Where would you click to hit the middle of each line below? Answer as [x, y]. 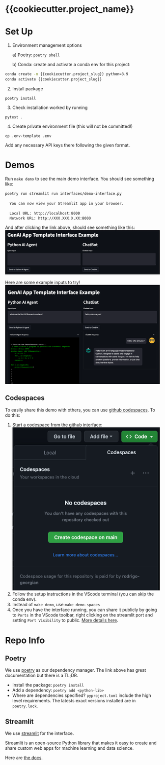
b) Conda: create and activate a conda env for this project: [71, 65]
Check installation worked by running [50, 108]
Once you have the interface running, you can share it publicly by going [84, 610]
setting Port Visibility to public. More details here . [65, 620]
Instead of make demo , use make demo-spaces [56, 605]
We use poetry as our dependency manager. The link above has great [76, 670]
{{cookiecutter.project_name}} [69, 9]
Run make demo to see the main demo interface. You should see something [80, 179]
